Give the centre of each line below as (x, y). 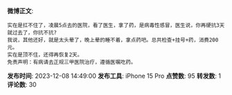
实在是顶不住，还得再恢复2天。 (45, 55)
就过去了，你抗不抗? (32, 33)
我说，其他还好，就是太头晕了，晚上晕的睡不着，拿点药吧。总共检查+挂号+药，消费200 (113, 40)
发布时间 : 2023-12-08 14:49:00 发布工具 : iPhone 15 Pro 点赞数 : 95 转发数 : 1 (114, 76)
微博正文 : (20, 11)
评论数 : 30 (22, 85)
